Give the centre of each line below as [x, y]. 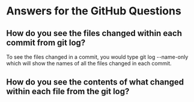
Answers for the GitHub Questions [94, 11]
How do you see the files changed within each [94, 33]
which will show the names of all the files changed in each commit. [89, 63]
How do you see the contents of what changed [95, 82]
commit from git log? [46, 42]
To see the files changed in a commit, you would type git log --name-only [97, 57]
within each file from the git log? [68, 91]
